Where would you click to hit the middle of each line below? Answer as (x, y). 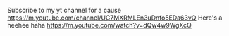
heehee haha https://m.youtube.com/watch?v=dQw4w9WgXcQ (99, 25)
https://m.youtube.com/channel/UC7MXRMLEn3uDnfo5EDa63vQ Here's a (115, 18)
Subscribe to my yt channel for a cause (64, 10)
